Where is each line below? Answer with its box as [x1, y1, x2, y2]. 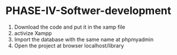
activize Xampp [14, 29, 52, 36]
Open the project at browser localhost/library [14, 42, 124, 49]
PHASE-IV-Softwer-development [5, 4, 172, 18]
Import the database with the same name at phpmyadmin [14, 36, 154, 43]
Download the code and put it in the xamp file [14, 23, 125, 30]
